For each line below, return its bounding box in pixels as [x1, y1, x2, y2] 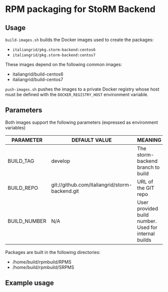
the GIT [137, 184, 154, 191]
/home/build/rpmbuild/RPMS [12, 259, 71, 265]
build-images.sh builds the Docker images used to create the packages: [5, 37, 154, 43]
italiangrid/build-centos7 [12, 77, 63, 82]
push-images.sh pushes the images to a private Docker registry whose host [5, 86, 159, 92]
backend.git [51, 187, 79, 194]
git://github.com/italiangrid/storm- [51, 181, 132, 188]
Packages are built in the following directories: [5, 249, 101, 255]
